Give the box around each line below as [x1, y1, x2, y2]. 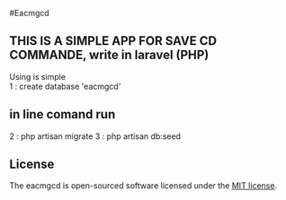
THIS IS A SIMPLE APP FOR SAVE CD [9, 33, 218, 48]
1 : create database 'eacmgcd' [9, 81, 121, 91]
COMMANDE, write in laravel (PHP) [9, 48, 210, 63]
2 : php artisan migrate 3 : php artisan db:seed [9, 130, 182, 142]
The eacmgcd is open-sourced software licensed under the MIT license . [9, 180, 277, 191]
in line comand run [9, 107, 116, 122]
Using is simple [9, 71, 66, 82]
